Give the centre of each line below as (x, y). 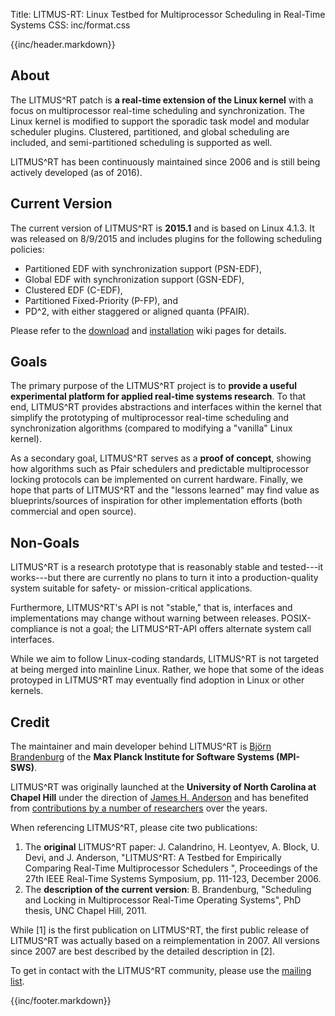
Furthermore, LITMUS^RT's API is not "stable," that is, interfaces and (151, 608)
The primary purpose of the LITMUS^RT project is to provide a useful (153, 386)
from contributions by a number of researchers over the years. (139, 808)
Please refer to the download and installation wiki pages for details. (148, 330)
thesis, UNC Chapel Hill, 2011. (85, 911)
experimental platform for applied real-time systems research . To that (158, 396)
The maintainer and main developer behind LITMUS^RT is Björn (141, 746)
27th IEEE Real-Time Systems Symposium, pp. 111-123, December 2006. (173, 879)
